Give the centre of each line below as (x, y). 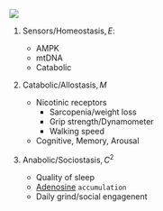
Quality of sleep (65, 177)
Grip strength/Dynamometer (102, 121)
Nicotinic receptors (71, 102)
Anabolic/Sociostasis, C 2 (68, 159)
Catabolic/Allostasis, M (64, 85)
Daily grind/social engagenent (91, 196)
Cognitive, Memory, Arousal (87, 141)
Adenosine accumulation (81, 187)
